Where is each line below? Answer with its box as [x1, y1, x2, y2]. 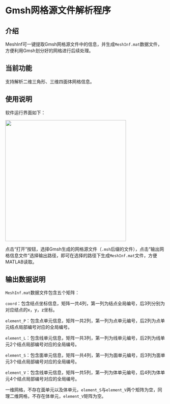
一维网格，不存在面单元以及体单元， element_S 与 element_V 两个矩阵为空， [5, 387, 158, 393]
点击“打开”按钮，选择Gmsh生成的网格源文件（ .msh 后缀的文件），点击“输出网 [5, 246, 164, 252]
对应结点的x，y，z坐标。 [5, 307, 58, 313]
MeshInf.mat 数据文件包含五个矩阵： [5, 289, 80, 296]
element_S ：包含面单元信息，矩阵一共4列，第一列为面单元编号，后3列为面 [5, 352, 161, 358]
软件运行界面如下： [5, 109, 46, 116]
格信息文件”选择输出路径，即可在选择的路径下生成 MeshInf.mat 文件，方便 [5, 252, 157, 258]
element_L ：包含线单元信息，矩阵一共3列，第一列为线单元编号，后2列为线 [5, 335, 161, 341]
